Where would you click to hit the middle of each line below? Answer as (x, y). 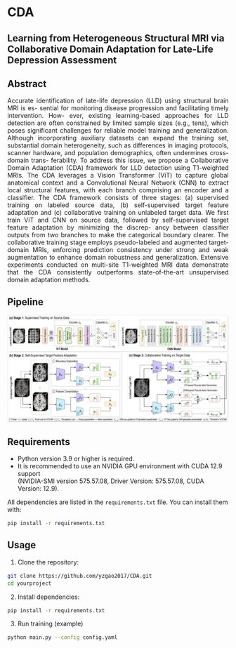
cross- (219, 153)
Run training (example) (50, 624)
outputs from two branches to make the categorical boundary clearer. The (118, 235)
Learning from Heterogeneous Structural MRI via (116, 38)
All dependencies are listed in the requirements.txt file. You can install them (118, 502)
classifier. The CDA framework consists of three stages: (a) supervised (118, 198)
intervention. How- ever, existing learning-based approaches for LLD (118, 116)
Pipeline (26, 302)
